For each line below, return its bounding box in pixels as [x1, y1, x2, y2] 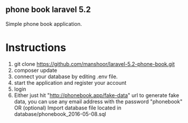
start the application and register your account [14, 79, 127, 86]
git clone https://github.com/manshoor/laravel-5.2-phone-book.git [14, 60, 175, 67]
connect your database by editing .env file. [14, 73, 118, 80]
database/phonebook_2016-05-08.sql [14, 110, 106, 117]
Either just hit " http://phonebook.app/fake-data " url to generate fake [14, 91, 180, 99]
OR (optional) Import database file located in [14, 104, 122, 111]
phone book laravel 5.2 [5, 5, 92, 15]
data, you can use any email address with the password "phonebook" [14, 98, 183, 105]
